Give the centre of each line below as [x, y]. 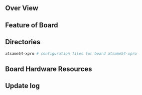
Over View [22, 8]
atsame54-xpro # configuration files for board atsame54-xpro [71, 53]
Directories [23, 42]
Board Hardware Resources [49, 69]
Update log [22, 86]
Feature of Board [32, 25]
